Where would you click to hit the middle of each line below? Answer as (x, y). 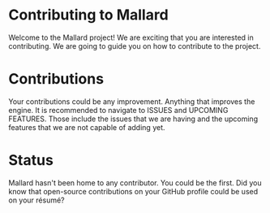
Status (31, 161)
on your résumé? (36, 200)
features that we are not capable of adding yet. (87, 127)
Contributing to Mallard (88, 15)
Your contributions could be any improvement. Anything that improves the (132, 101)
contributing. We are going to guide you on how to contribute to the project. (135, 46)
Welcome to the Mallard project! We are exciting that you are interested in (131, 37)
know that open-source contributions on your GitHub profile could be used (133, 191)
